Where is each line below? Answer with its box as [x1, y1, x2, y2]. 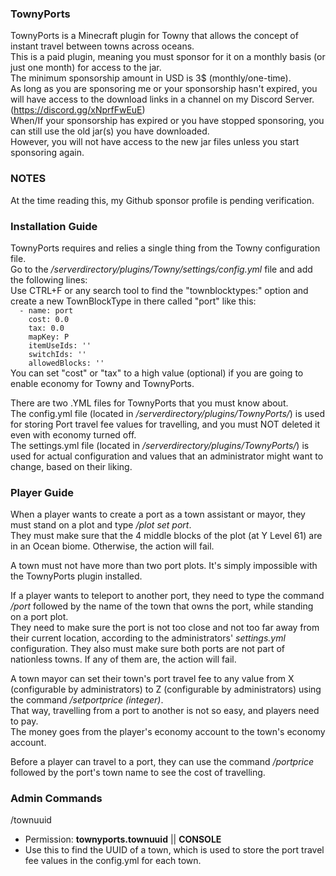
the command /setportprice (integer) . [10, 694, 164, 706]
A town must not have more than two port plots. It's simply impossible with [10, 560, 318, 572]
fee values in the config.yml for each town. [24, 855, 202, 867]
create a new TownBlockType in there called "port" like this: [10, 295, 257, 307]
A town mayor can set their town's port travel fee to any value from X [10, 673, 295, 685]
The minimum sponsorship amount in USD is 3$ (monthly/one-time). [10, 72, 292, 84]
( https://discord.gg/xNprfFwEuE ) [10, 104, 146, 116]
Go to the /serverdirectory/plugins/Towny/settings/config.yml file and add [10, 263, 313, 275]
